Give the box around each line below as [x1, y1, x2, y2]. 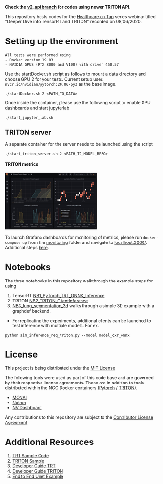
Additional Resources [5, 437, 94, 448]
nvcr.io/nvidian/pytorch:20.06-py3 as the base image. [5, 81, 117, 87]
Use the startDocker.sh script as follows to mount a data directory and [5, 71, 146, 77]
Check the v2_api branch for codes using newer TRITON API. [5, 4, 131, 10]
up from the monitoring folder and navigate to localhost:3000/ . [22, 240, 147, 245]
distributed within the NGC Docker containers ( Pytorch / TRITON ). [5, 385, 138, 391]
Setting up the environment [5, 36, 119, 47]
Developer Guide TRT [12, 463, 56, 469]
